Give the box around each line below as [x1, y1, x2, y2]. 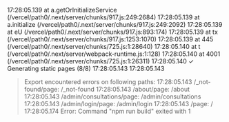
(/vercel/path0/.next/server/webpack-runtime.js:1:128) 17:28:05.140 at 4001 [7, 50, 221, 58]
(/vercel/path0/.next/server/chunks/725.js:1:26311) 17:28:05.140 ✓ [7, 57, 195, 65]
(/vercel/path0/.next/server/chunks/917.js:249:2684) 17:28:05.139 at [7, 13, 200, 21]
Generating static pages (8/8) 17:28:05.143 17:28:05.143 [7, 65, 165, 72]
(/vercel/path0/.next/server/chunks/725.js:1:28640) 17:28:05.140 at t [7, 43, 201, 50]
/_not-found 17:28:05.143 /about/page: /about [61, 85, 190, 93]
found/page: [23, 85, 60, 93]
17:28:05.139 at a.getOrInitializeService [7, 6, 117, 14]
